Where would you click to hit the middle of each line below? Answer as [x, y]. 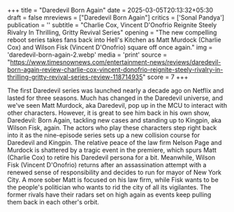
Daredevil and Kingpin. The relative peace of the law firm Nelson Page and [115, 142]
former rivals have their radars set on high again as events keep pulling [109, 195]
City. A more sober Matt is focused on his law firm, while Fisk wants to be [113, 180]
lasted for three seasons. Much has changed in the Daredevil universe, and [115, 98]
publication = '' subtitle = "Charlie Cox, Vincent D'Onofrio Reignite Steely [112, 25]
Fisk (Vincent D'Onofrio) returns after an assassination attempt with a [107, 165]
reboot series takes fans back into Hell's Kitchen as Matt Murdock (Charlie [114, 40]
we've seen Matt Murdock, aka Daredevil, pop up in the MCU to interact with [117, 105]
